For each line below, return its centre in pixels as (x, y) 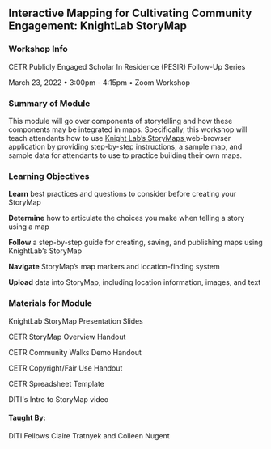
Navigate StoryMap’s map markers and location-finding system (114, 267)
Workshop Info (38, 49)
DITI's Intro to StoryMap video (59, 399)
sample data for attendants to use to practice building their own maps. (125, 155)
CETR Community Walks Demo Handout (75, 352)
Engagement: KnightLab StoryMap (98, 26)
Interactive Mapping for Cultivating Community (130, 13)
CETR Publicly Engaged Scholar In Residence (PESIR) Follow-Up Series (127, 66)
